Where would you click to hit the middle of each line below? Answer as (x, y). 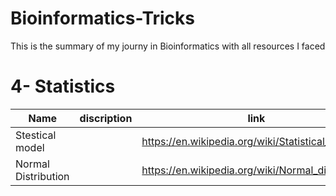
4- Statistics (63, 86)
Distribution (42, 176)
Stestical (36, 135)
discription (106, 118)
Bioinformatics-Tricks (102, 18)
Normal (32, 164)
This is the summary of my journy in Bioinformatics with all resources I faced (168, 46)
